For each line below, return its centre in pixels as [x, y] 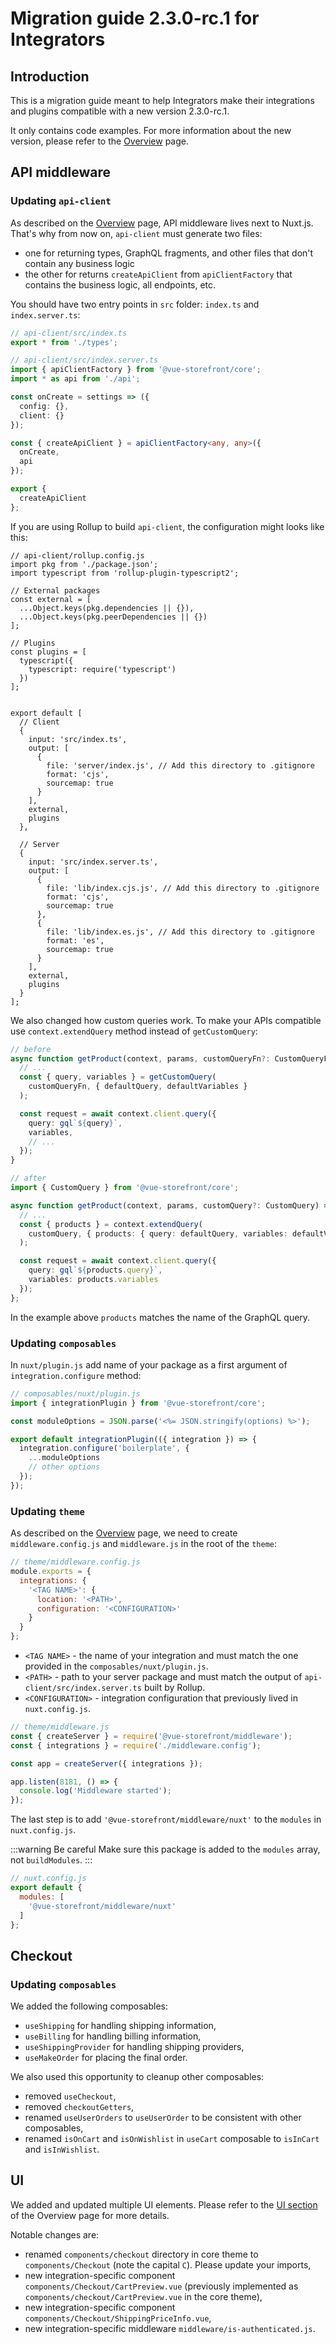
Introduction [50, 76]
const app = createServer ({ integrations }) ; [106, 1763]
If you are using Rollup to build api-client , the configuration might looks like [167, 526]
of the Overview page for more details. [90, 2215]
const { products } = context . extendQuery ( [111, 1224]
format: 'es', [75, 940]
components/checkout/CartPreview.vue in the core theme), [143, 2296]
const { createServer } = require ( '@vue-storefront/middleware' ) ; [151, 1736]
